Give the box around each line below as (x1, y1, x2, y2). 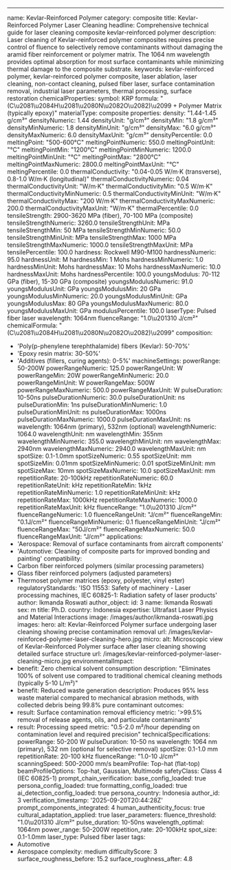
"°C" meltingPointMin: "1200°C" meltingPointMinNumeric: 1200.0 (7, 145, 192, 154)
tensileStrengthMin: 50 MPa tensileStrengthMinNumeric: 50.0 (7, 226, 181, 234)
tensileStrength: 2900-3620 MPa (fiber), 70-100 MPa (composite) (7, 212, 194, 219)
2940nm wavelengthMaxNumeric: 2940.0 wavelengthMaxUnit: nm (16, 445, 206, 452)
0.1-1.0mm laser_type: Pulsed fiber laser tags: (16, 833, 146, 841)
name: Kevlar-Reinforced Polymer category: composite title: (7, 14, 177, 21)
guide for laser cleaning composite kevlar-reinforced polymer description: (7, 28, 217, 37)
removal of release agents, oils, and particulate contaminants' (16, 716, 192, 724)
